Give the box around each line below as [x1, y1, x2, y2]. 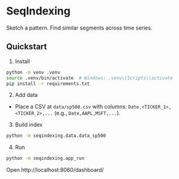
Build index [14, 121, 43, 128]
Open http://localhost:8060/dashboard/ [6, 166, 104, 174]
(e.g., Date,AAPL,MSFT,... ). [53, 110, 121, 117]
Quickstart [6, 42, 47, 52]
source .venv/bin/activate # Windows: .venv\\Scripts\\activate [6, 75, 173, 81]
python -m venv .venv [6, 69, 61, 75]
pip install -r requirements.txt [6, 80, 90, 87]
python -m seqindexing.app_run [6, 155, 85, 162]
